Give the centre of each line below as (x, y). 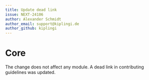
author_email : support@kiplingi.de (42, 24)
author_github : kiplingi (31, 28)
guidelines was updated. (30, 72)
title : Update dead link (31, 10)
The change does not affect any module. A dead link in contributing (74, 67)
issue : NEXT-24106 (24, 14)
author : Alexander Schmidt (33, 19)
